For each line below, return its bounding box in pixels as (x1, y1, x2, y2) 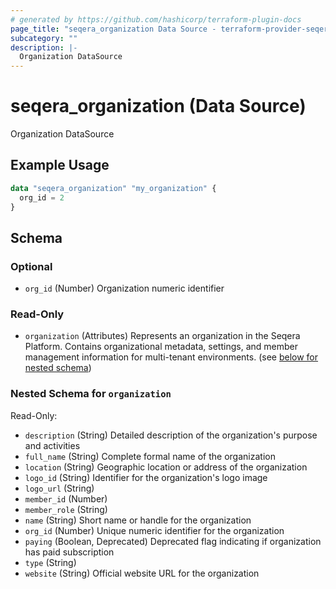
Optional (10, 259, 53, 273)
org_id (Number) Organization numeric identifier (24, 282, 225, 295)
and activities (24, 439, 81, 451)
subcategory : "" (10, 33, 78, 43)
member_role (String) (24, 503, 108, 515)
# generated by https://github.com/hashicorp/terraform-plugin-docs (10, 14, 302, 25)
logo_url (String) (24, 482, 95, 494)
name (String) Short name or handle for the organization (24, 514, 252, 526)
